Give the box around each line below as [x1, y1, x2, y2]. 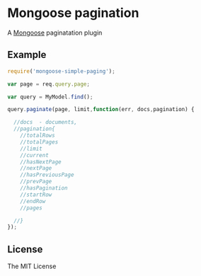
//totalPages [20, 138, 59, 146]
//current [20, 151, 50, 159]
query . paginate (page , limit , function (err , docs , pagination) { [7, 106, 195, 113]
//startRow [20, 191, 52, 198]
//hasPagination [20, 185, 69, 192]
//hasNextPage [20, 158, 62, 166]
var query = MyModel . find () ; [7, 93, 93, 100]
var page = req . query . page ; [7, 80, 91, 88]
